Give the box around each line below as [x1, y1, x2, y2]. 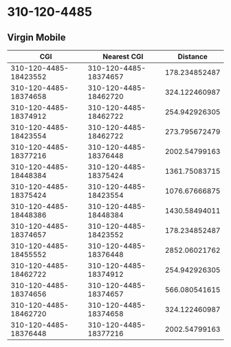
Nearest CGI [102, 52, 144, 61]
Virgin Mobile [7, 32, 66, 43]
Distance [177, 52, 208, 61]
